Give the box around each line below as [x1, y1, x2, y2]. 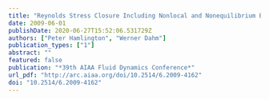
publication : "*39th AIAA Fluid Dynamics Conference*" [8, 64, 195, 72]
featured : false [8, 57, 62, 65]
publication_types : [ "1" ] [8, 42, 94, 49]
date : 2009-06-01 [8, 19, 66, 27]
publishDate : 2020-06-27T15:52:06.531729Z [8, 26, 152, 34]
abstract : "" [8, 49, 52, 57]
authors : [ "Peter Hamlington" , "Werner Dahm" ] [8, 34, 167, 42]
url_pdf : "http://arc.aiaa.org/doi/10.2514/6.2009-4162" [8, 71, 203, 79]
